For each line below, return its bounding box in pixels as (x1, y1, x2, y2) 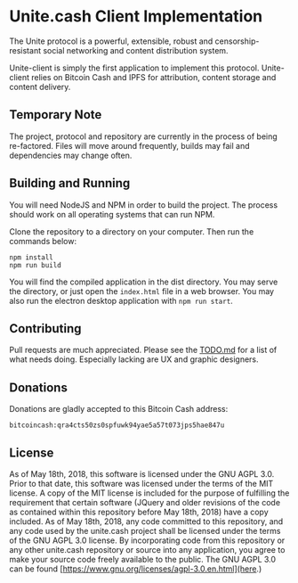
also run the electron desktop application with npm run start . (9, 295, 233, 306)
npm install (9, 252, 53, 262)
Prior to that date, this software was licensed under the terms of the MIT (9, 479, 274, 489)
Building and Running (9, 176, 131, 191)
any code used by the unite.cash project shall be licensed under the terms (9, 526, 281, 536)
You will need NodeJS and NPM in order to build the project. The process (9, 199, 278, 210)
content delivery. (9, 81, 71, 92)
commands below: (9, 235, 77, 246)
